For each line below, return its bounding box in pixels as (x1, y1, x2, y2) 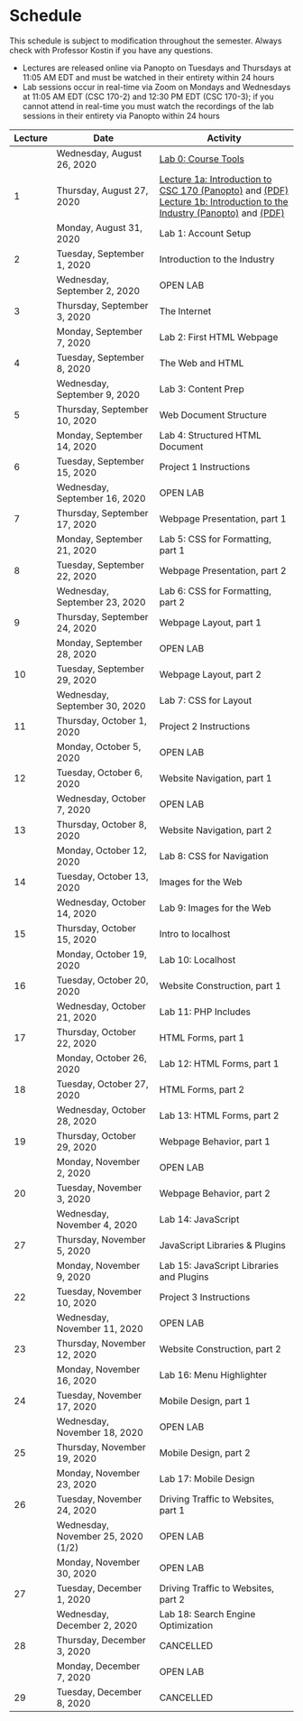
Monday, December (56, 1660, 141, 1672)
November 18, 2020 (56, 1426, 144, 1439)
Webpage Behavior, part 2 (159, 1187, 271, 1199)
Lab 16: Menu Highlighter (159, 1368, 268, 1381)
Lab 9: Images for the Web (159, 902, 271, 914)
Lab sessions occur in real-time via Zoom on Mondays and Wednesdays (22, 81, 291, 92)
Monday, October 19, (56, 948, 147, 960)
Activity (207, 132, 242, 144)
